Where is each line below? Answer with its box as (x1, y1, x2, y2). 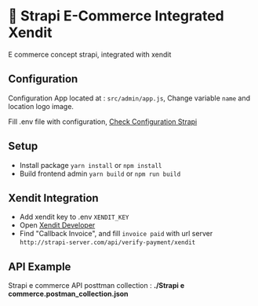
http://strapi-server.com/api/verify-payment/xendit (19, 239, 196, 246)
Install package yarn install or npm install (19, 160, 162, 169)
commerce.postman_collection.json (8, 290, 129, 299)
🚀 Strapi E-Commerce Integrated (8, 7, 225, 25)
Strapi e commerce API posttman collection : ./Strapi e (8, 281, 185, 290)
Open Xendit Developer (19, 220, 96, 230)
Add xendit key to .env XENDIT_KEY (19, 212, 129, 222)
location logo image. (8, 101, 74, 111)
